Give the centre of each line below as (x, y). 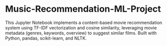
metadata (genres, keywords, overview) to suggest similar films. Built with (81, 33)
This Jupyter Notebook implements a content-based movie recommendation (84, 23)
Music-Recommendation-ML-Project (83, 9)
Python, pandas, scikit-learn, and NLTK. (46, 38)
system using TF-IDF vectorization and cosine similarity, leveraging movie (81, 27)
